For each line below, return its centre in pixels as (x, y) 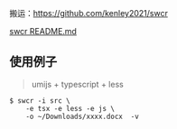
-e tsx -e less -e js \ (70, 108)
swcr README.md (43, 31)
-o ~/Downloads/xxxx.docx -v (83, 116)
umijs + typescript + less (77, 84)
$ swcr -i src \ (40, 101)
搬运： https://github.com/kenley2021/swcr (89, 13)
